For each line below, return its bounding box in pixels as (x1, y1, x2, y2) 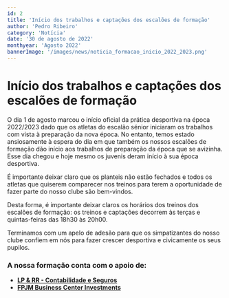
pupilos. (7, 243, 30, 251)
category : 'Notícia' (7, 29, 67, 36)
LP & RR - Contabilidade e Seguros (17, 276, 118, 284)
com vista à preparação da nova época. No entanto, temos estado (7, 130, 195, 138)
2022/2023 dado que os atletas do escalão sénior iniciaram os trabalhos (7, 123, 213, 131)
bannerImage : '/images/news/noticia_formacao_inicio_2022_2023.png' (7, 49, 208, 56)
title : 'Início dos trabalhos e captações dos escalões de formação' (7, 17, 211, 23)
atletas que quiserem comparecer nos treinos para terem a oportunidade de (7, 180, 222, 188)
